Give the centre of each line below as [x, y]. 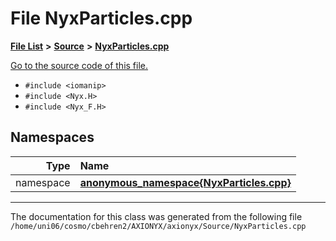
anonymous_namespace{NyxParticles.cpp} [185, 182]
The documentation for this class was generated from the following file [156, 216]
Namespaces [52, 137]
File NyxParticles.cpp [101, 18]
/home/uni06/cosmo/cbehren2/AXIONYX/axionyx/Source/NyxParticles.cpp [158, 226]
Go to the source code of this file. [79, 65]
